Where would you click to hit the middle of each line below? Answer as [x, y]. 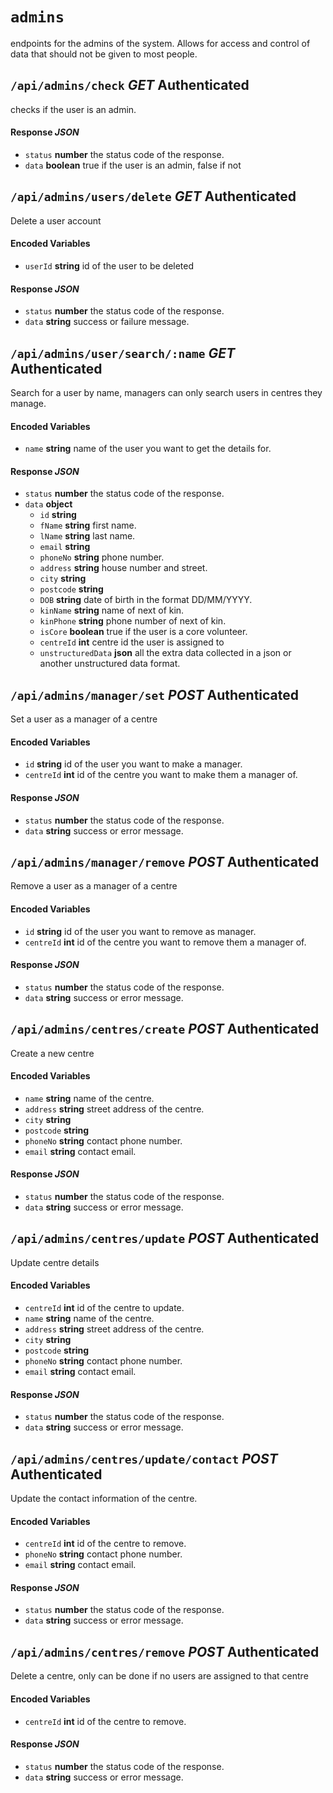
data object [48, 504]
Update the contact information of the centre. [104, 1499]
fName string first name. [88, 525]
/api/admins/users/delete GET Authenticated [153, 196]
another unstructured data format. [110, 664]
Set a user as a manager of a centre [84, 719]
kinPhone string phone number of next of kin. [133, 621]
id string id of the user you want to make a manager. [133, 764]
